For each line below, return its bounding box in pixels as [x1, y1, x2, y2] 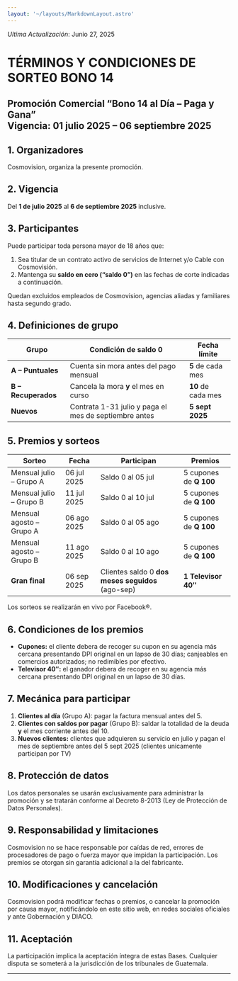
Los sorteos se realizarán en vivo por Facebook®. [7, 603, 152, 611]
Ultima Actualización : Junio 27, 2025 [7, 30, 115, 38]
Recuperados [11, 390, 57, 400]
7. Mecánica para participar [7, 693, 131, 705]
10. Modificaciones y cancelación [7, 878, 158, 890]
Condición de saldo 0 [89, 345, 163, 355]
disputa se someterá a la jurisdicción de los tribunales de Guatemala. [7, 959, 209, 968]
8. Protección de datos [7, 770, 109, 782]
